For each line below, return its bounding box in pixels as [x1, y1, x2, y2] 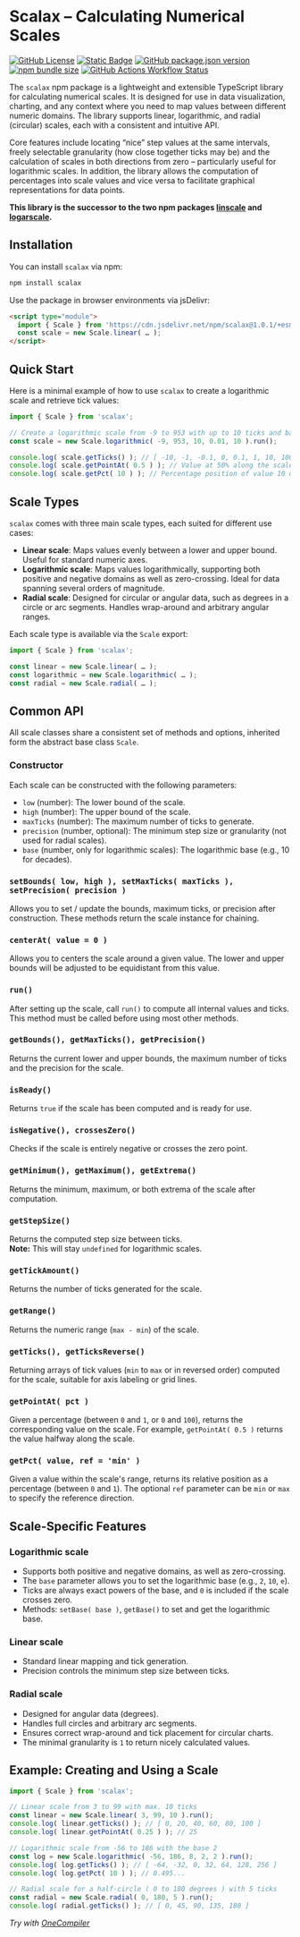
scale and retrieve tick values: [9, 395, 120, 405]
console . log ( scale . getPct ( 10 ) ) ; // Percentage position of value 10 [9, 470, 286, 479]
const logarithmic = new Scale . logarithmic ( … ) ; [9, 670, 198, 679]
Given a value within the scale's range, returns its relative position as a [9, 1474, 269, 1484]
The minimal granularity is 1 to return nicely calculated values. [21, 1737, 251, 1747]
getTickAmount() [9, 1265, 80, 1276]
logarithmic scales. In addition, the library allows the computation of [9, 166, 259, 176]
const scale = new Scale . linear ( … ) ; [17, 328, 162, 337]
